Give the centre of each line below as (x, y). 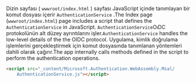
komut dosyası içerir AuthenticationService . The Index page (79, 15)
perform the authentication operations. (53, 58)
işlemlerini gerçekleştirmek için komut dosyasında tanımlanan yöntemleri (94, 46)
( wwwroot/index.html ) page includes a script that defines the (79, 21)
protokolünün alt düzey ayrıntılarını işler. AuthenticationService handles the (97, 33)
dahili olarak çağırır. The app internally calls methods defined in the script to (97, 52)
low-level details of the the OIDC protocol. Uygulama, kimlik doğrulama (92, 39)
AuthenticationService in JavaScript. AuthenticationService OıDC (86, 27)
